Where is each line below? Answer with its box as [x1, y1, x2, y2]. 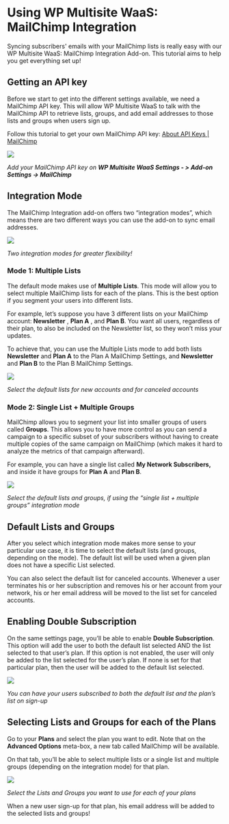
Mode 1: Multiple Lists [7, 266, 81, 275]
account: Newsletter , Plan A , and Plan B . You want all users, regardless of [7, 316, 220, 325]
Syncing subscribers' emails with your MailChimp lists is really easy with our [7, 42, 222, 50]
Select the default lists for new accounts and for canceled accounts [7, 385, 199, 393]
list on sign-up [7, 697, 48, 705]
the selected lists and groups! [7, 809, 91, 817]
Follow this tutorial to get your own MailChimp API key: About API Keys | [7, 129, 210, 138]
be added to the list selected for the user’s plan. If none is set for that [7, 656, 202, 664]
